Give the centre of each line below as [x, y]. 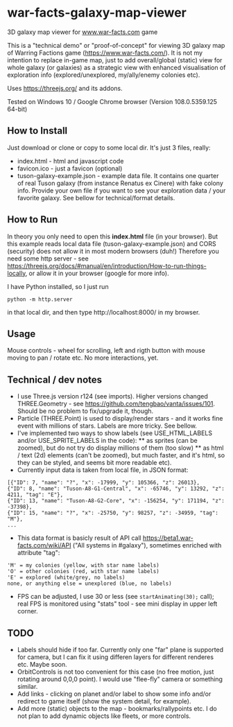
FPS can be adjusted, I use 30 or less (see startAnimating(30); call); [116, 597]
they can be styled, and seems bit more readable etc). [94, 463]
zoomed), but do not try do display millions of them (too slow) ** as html [120, 448]
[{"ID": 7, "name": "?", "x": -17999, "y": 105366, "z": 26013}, [103, 483]
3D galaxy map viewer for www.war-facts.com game [83, 32]
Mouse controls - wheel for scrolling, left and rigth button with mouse [106, 351]
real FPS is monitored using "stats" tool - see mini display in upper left [117, 604]
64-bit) [17, 109]
